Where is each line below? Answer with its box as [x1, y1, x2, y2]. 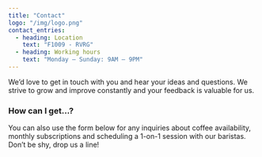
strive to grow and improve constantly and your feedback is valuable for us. [8, 85, 255, 95]
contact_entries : [8, 26, 66, 34]
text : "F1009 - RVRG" [22, 41, 93, 49]
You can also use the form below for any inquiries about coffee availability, [8, 123, 252, 133]
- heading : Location [15, 33, 83, 42]
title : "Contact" [8, 11, 66, 20]
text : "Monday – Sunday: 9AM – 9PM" [22, 56, 144, 64]
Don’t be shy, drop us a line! [8, 140, 100, 150]
